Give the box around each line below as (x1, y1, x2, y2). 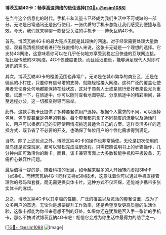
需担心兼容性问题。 (5, 156, 44, 162)
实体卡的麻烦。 (5, 186, 36, 191)
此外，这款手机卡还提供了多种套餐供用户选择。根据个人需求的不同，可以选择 (5, 109, 161, 114)
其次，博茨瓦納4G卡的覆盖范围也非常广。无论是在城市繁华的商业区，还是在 (5, 74, 159, 79)
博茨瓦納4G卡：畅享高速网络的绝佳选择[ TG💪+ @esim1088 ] (5, 5, 126, 10)
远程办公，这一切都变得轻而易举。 (9, 98, 79, 104)
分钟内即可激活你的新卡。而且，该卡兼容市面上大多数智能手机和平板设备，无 (5, 150, 161, 156)
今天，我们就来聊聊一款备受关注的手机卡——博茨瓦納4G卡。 (13, 28, 137, 34)
